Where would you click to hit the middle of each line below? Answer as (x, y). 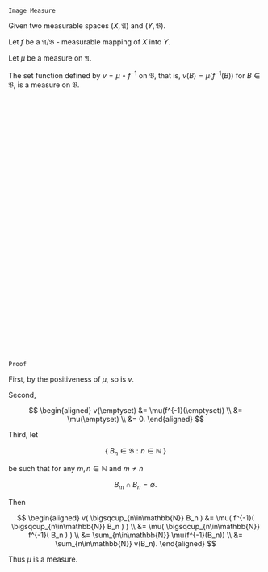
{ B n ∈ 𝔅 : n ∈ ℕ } (136, 451)
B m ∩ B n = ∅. (136, 486)
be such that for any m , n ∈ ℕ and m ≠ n (76, 469)
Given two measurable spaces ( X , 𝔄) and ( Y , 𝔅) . (87, 26)
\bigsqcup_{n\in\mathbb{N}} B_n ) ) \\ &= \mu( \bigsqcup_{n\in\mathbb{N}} (136, 527)
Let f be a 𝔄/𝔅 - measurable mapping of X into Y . (90, 42)
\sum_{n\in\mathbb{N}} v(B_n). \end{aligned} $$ (136, 544)
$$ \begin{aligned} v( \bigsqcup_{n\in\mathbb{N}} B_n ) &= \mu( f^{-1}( (136, 518)
